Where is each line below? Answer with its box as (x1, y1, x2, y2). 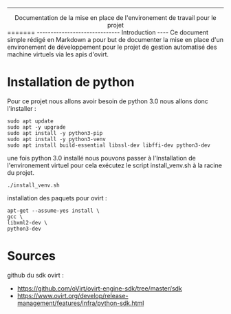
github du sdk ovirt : (7, 271, 64, 279)
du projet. (7, 168, 34, 176)
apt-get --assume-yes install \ (7, 207, 100, 214)
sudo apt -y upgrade (7, 123, 67, 131)
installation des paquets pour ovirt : (7, 193, 108, 202)
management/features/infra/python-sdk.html (16, 299, 144, 307)
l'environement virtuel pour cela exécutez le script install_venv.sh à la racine (7, 161, 222, 169)
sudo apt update (7, 118, 54, 125)
